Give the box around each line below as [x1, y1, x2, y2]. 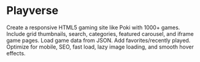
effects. [6, 49, 26, 57]
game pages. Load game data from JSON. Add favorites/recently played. [6, 36, 191, 44]
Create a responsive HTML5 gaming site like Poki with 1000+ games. [6, 24, 180, 31]
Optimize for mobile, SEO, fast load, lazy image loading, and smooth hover [6, 43, 194, 50]
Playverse [6, 4, 59, 18]
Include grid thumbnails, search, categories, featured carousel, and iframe [6, 30, 194, 37]
